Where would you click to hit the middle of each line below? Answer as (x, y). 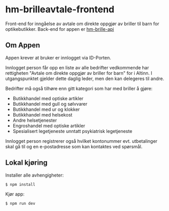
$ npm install (20, 184)
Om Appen (23, 45)
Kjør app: (15, 194)
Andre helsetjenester (35, 120)
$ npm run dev (20, 204)
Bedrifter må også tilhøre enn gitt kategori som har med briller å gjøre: (79, 88)
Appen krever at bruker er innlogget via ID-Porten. (58, 57)
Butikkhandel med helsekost (43, 114)
